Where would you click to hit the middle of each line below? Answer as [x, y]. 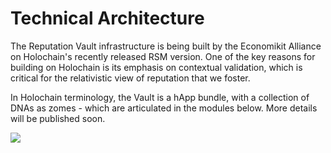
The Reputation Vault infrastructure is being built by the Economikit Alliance [166, 46]
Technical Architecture [107, 18]
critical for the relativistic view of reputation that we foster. [130, 78]
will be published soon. [58, 118]
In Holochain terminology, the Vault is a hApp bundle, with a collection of [160, 97]
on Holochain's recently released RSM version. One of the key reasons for [163, 56]
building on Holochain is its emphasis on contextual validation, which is [156, 67]
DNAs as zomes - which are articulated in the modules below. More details [164, 108]
